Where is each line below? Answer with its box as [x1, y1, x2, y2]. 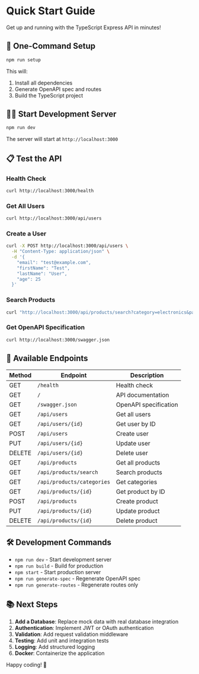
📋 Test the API [6, 153, 62, 164]
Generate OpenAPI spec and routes [14, 85, 102, 93]
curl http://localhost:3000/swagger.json [6, 337, 110, 343]
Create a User [6, 229, 47, 237]
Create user [115, 430, 149, 438]
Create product [115, 497, 159, 505]
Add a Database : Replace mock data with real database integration [14, 618, 179, 625]
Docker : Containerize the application [14, 650, 105, 657]
